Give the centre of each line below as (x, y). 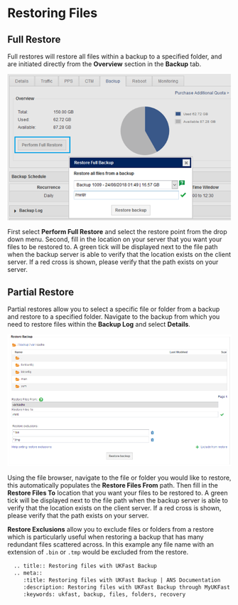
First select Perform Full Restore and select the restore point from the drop (117, 232)
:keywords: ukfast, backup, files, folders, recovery (104, 594)
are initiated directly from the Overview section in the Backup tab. (104, 64)
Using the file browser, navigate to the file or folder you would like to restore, (119, 478)
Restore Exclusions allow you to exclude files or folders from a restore (111, 529)
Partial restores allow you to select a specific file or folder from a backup (114, 309)
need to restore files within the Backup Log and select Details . (99, 325)
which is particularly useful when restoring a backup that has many (106, 537)
